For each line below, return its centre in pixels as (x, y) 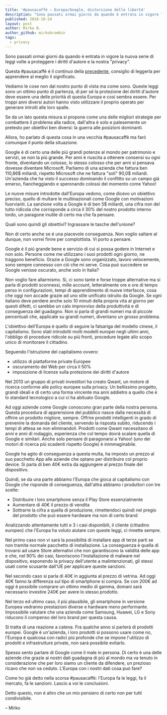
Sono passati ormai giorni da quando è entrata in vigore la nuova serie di (80, 56)
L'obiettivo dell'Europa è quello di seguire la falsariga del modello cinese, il (81, 326)
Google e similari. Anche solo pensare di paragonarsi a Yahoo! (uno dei (78, 439)
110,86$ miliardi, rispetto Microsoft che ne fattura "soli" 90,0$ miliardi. (77, 173)
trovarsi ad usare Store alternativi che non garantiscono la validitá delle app (83, 550)
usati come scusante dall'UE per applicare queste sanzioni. (66, 566)
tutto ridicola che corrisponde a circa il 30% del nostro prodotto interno (78, 209)
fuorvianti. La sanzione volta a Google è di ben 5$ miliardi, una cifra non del (83, 204)
